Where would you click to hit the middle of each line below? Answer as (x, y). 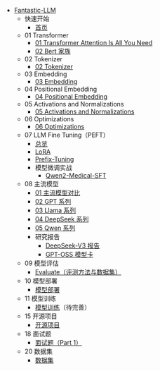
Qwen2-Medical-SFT (76, 175)
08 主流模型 (42, 184)
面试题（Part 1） (58, 342)
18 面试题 (38, 334)
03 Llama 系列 (55, 210)
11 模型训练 (40, 298)
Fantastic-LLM (35, 10)
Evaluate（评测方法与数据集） (78, 272)
